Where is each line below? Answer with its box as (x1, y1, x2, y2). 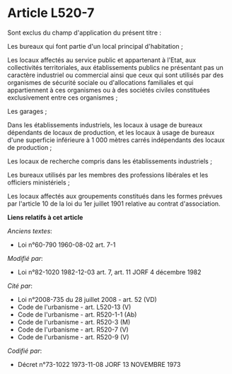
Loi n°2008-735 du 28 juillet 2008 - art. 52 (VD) (17, 295, 157, 303)
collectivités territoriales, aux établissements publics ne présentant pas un (7, 63, 224, 71)
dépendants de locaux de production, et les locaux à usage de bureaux (7, 128, 215, 136)
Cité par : (7, 281, 33, 290)
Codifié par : (7, 346, 42, 355)
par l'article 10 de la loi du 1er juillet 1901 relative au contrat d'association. (7, 199, 221, 208)
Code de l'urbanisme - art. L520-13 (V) (17, 303, 132, 311)
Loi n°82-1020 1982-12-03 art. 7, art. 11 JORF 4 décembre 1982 (17, 267, 202, 276)
